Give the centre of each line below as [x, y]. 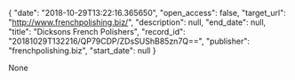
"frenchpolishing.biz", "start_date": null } [82, 51]
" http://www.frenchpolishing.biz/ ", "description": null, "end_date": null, [137, 22]
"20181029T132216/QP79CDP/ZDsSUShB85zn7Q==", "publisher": [129, 41]
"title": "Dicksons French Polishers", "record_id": [97, 32]
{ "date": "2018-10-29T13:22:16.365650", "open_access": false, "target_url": [147, 13]
